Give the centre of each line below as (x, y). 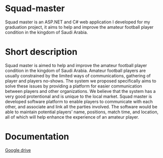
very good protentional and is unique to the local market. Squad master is (79, 96)
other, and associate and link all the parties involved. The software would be (81, 106)
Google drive (18, 150)
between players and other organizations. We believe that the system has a (80, 91)
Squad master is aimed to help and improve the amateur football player (76, 65)
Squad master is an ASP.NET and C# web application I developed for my (78, 22)
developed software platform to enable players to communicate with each (79, 101)
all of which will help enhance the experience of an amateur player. (72, 117)
